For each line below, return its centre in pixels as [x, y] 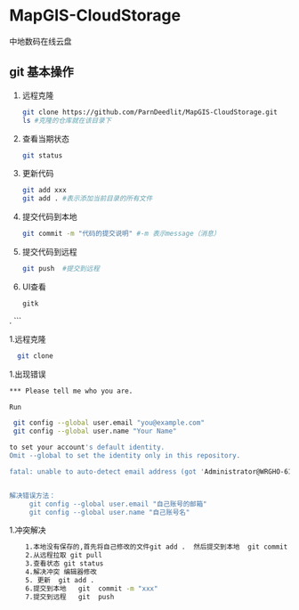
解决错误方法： [32, 495]
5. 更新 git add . [60, 580]
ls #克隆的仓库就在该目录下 [67, 120]
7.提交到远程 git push [70, 597]
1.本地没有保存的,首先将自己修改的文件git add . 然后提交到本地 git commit [157, 547]
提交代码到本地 [49, 217]
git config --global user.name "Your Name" [95, 431]
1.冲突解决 [28, 530]
